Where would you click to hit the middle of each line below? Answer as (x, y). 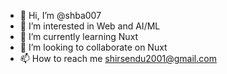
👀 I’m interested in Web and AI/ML (90, 26)
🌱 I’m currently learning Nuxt (79, 36)
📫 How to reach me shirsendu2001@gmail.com (118, 58)
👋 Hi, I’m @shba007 (60, 15)
